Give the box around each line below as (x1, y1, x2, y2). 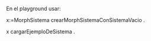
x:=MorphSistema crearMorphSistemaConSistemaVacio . (6, 17, 145, 23)
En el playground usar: (6, 5, 61, 12)
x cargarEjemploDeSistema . (6, 28, 75, 35)
